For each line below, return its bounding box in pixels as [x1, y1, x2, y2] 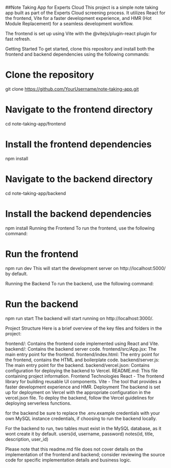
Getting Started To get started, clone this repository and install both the [5, 46, 155, 52]
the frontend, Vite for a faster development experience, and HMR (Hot [5, 15, 152, 21]
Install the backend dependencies [5, 208, 152, 219]
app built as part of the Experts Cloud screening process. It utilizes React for [5, 10, 165, 16]
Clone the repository [5, 69, 94, 81]
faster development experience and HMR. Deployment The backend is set [5, 384, 160, 390]
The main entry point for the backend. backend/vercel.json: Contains [5, 362, 150, 368]
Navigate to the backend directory [5, 174, 153, 185]
